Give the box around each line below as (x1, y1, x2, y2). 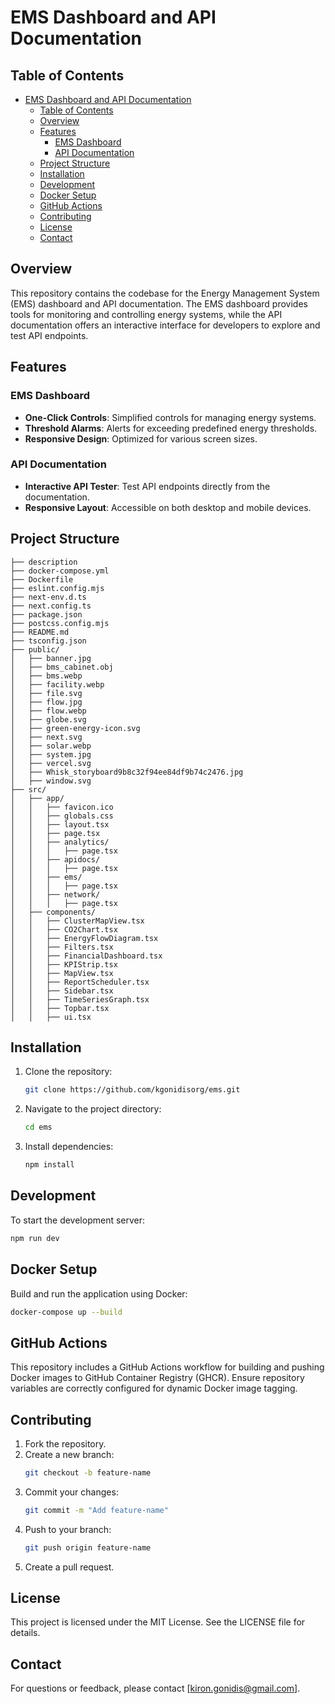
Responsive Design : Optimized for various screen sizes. (24, 432, 258, 445)
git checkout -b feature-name (24, 1468, 152, 1478)
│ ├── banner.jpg (10, 653, 92, 663)
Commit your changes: (24, 1486, 119, 1498)
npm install (24, 1160, 75, 1170)
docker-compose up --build (10, 1307, 123, 1317)
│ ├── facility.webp (10, 679, 105, 690)
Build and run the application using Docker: (10, 1287, 188, 1300)
